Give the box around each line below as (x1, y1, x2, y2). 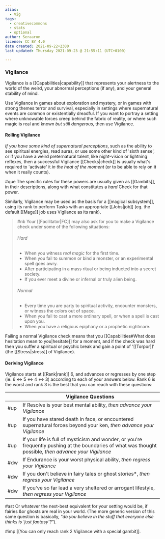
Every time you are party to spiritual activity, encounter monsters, (24, 303, 157, 309)
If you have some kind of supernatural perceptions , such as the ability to (5, 143, 152, 149)
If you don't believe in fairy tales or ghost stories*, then (23, 470, 150, 477)
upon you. (24, 318, 45, 324)
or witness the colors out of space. (24, 308, 95, 314)
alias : (5, 7, 19, 12)
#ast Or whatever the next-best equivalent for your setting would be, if (5, 503, 148, 509)
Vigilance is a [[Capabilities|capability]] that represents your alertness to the (5, 80, 159, 86)
